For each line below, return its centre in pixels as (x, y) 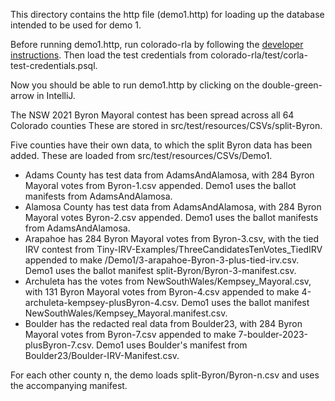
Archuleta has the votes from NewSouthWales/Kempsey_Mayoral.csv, (168, 281)
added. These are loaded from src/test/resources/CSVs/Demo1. (141, 155)
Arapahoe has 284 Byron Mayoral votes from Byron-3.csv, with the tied (172, 238)
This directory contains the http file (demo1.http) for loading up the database (167, 14)
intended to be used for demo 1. (76, 25)
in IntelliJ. (56, 95)
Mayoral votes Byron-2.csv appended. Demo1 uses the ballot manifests (171, 217)
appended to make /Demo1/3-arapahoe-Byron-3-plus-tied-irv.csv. (162, 260)
